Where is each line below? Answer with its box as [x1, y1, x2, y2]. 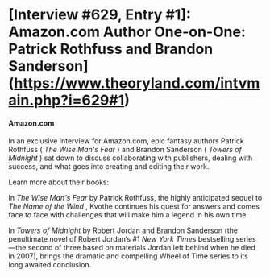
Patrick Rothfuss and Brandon [8, 40, 214, 58]
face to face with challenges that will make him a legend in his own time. [8, 210, 248, 220]
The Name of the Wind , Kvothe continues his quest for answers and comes [8, 201, 260, 211]
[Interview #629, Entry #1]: [8, 6, 192, 24]
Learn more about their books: [8, 177, 110, 187]
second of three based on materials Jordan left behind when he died [27, 243, 255, 253]
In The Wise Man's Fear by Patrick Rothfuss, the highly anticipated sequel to [8, 193, 263, 203]
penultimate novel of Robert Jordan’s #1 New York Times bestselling [8, 234, 235, 244]
